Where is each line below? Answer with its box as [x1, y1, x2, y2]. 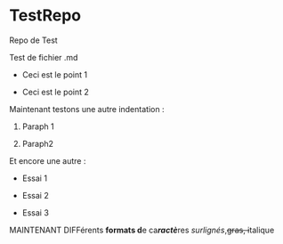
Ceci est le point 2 [21, 86, 89, 97]
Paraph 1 [21, 121, 55, 132]
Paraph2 [21, 138, 54, 149]
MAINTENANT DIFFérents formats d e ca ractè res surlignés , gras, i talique [9, 224, 275, 235]
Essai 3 [21, 207, 49, 218]
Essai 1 [21, 173, 47, 183]
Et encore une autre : [9, 155, 86, 166]
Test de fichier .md [9, 52, 78, 62]
